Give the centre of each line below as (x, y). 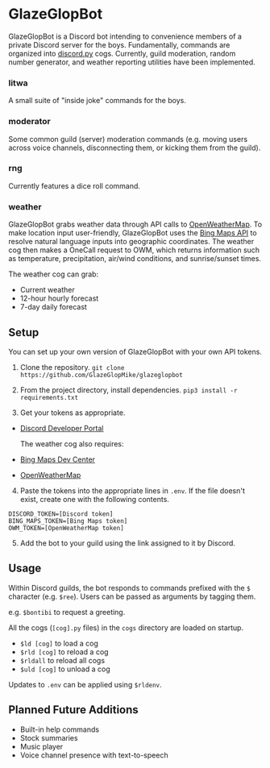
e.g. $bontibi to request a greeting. (67, 612)
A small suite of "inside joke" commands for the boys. (98, 101)
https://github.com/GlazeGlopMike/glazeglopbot (101, 375)
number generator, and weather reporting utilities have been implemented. (132, 62)
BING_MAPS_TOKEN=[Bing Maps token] (68, 521)
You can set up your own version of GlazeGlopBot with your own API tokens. (135, 351)
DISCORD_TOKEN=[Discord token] (61, 514)
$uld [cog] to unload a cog (65, 669)
